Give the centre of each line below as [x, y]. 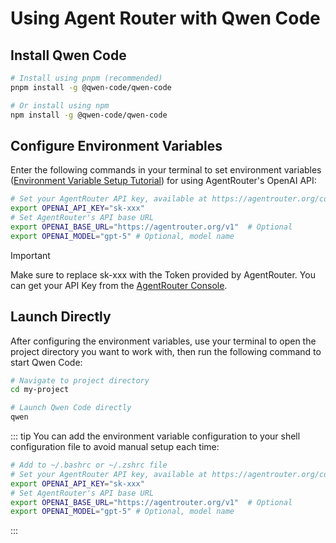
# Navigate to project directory [80, 380]
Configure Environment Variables [116, 145]
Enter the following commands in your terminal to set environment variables [166, 170]
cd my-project [40, 390]
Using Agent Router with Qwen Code [165, 18]
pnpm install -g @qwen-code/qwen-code [91, 87]
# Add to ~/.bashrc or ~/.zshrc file [89, 465]
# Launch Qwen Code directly [71, 408]
